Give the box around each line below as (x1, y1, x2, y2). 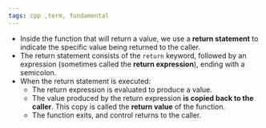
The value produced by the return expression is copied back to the (31, 93, 254, 102)
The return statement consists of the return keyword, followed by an (19, 50, 247, 60)
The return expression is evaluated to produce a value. (31, 85, 212, 94)
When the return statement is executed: (19, 76, 151, 86)
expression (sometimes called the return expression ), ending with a (19, 59, 245, 69)
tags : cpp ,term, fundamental (8, 11, 110, 20)
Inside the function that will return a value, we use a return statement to (19, 34, 259, 43)
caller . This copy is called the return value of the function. (31, 102, 226, 111)
